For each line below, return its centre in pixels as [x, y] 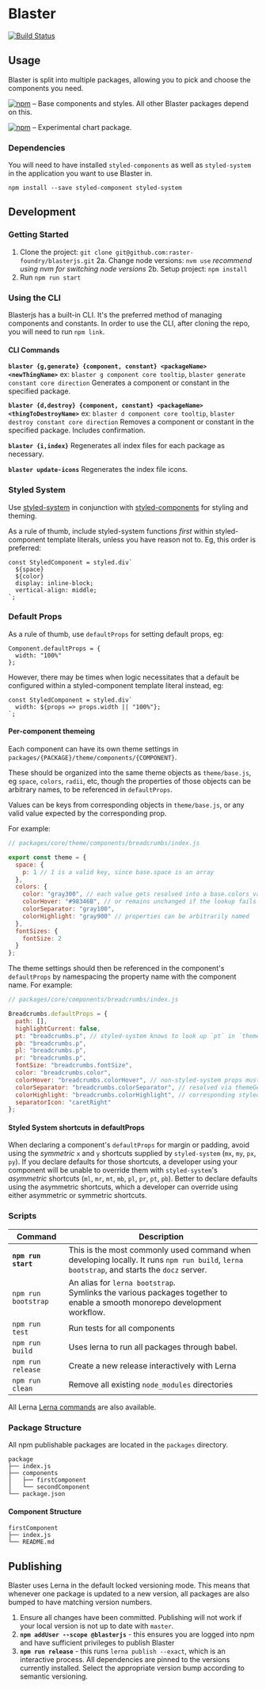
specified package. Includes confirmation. [77, 430]
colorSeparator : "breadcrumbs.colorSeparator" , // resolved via [123, 1087]
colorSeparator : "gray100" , [68, 909]
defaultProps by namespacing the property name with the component [122, 977]
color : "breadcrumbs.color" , [63, 1073]
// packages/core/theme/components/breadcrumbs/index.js [104, 843]
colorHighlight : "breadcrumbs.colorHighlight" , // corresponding [125, 1095]
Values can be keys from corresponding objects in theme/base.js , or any [126, 805]
